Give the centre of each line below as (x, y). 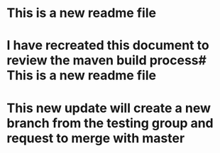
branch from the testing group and (110, 123)
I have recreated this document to (108, 46)
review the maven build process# (107, 61)
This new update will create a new (109, 108)
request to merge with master (96, 138)
